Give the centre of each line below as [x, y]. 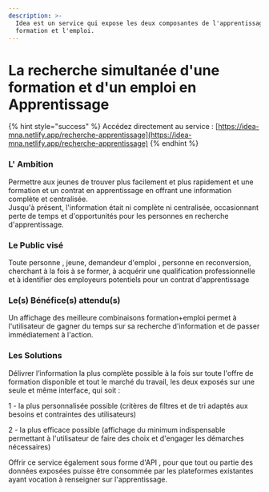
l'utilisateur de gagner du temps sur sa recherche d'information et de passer [134, 326]
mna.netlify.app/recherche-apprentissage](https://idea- [100, 135]
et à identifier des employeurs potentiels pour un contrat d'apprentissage [129, 279]
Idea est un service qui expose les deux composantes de [112, 23]
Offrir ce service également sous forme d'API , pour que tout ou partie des [131, 462]
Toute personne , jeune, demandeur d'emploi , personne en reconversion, [130, 262]
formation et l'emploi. [55, 30]
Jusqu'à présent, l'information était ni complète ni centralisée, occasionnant [133, 207]
